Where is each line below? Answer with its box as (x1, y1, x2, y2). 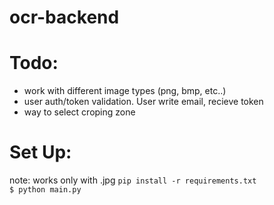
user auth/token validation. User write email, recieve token (23, 96, 264, 108)
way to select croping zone (23, 106, 136, 118)
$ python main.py (9, 185, 82, 195)
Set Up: (9, 141, 72, 164)
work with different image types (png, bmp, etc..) (23, 85, 227, 97)
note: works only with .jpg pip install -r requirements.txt (9, 174, 257, 186)
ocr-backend (9, 6, 120, 29)
